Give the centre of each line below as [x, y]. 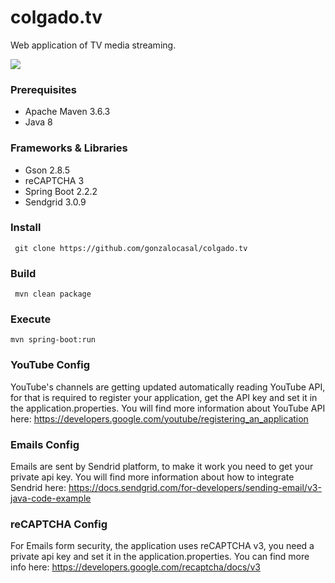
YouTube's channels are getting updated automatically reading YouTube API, [168, 387]
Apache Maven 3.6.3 [67, 112]
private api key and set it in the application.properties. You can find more [160, 557]
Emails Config [45, 444]
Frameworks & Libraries [69, 148]
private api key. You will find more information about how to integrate [152, 477]
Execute [31, 319]
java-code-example [51, 498]
